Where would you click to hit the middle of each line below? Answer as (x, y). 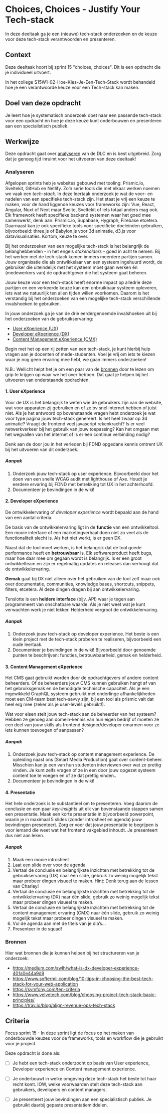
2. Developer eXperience (32, 501)
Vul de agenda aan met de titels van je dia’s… (59, 923)
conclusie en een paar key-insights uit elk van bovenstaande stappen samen (84, 809)
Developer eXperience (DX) (41, 334)
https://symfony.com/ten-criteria (46, 989)
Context (18, 55)
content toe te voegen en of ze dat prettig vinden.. (64, 775)
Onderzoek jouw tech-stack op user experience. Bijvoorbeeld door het (86, 473)
